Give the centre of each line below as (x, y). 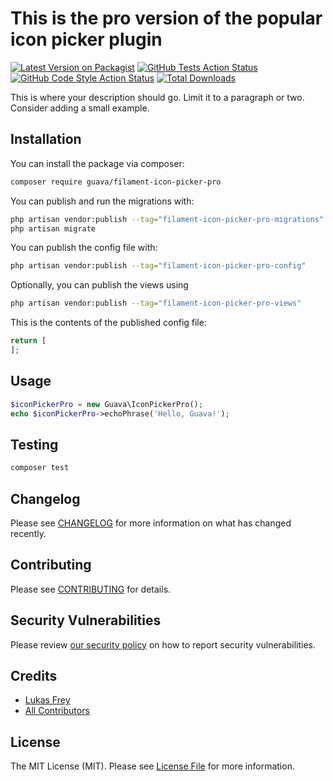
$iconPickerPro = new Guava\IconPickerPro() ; (106, 404)
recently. (28, 533)
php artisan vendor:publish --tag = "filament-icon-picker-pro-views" (156, 303)
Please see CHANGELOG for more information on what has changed (151, 523)
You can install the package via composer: (97, 163)
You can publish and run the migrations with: (102, 201)
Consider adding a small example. (80, 108)
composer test (40, 468)
